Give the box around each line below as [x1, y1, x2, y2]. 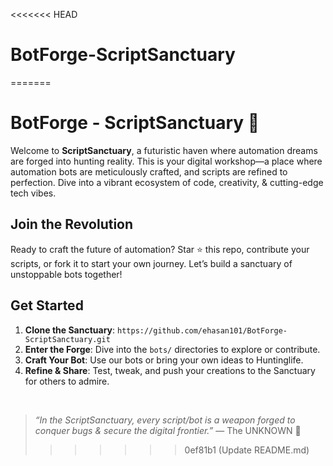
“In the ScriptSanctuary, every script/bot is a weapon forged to [34, 414, 296, 426]
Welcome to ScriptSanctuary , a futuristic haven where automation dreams [10, 144, 318, 156]
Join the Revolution [10, 216, 134, 233]
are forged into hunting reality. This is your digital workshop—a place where [10, 155, 323, 167]
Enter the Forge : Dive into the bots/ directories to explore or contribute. [24, 343, 321, 355]
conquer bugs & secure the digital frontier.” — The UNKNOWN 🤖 [34, 424, 302, 436]
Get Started [10, 297, 84, 314]
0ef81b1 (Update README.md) [184, 444, 310, 456]
